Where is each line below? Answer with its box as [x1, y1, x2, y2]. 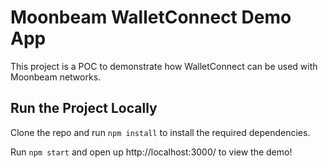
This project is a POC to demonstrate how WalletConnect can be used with [10, 60, 318, 72]
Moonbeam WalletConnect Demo [10, 6, 292, 29]
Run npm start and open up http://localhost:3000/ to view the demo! [10, 146, 293, 158]
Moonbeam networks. [10, 71, 102, 83]
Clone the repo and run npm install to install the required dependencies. [10, 126, 311, 138]
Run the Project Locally [10, 100, 158, 117]
